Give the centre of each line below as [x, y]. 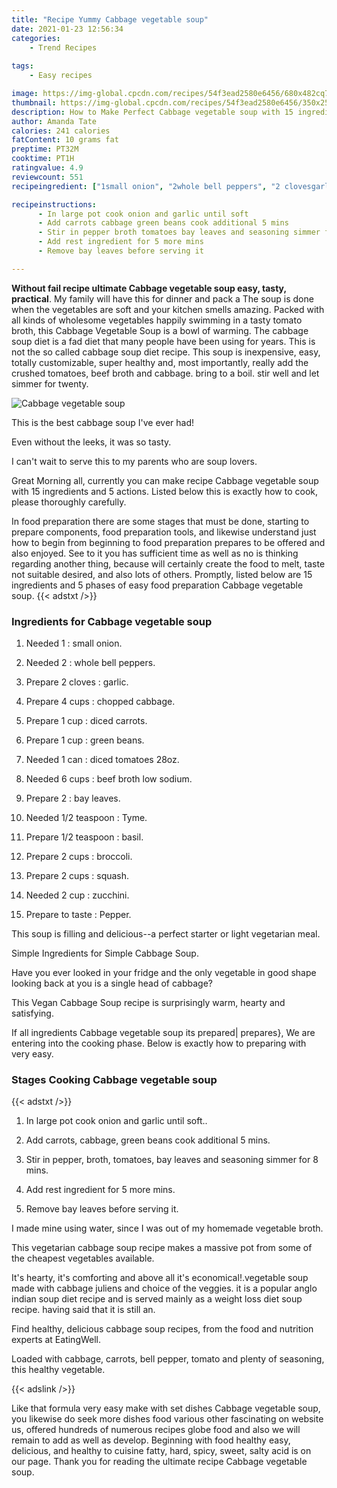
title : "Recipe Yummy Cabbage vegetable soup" [110, 19]
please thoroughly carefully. [69, 502]
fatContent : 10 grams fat [65, 140]
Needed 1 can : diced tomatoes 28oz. [102, 760]
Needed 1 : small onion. [74, 643]
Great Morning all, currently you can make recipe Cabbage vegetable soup [165, 480]
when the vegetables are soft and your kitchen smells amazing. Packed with [168, 309]
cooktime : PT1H [43, 159]
